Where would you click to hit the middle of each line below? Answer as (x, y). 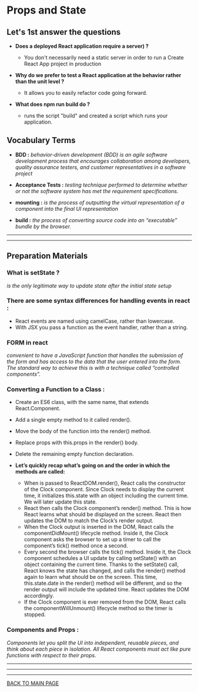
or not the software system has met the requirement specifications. (97, 191)
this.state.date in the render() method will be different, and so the (103, 583)
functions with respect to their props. (51, 655)
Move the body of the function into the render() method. (83, 431)
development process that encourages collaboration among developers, (103, 161)
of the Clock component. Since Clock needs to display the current (104, 489)
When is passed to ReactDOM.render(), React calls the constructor (105, 483)
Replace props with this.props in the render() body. (77, 443)
